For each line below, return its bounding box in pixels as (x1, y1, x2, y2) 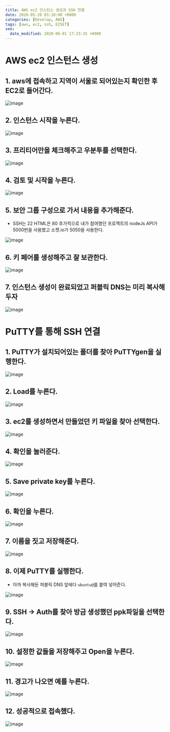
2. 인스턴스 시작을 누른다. (5, 116, 80, 125)
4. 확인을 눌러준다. (5, 447, 61, 456)
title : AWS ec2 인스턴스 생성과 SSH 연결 (5, 7, 85, 13)
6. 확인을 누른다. (5, 507, 54, 516)
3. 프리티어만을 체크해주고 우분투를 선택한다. (5, 146, 137, 155)
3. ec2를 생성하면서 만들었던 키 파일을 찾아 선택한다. (5, 417, 160, 426)
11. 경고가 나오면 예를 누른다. (5, 677, 90, 686)
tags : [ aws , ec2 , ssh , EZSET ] (5, 21, 70, 27)
